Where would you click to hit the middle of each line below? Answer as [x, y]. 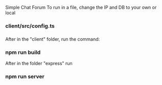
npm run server [25, 77]
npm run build [23, 52]
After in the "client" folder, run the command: [53, 39]
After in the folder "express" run [39, 64]
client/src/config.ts [30, 26]
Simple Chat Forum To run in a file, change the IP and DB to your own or [81, 7]
